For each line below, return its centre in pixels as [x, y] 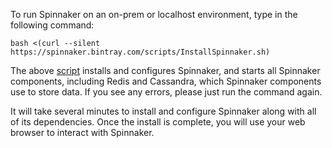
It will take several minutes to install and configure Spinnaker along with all [163, 111]
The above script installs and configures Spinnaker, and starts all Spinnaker [165, 70]
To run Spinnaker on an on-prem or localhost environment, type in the [154, 14]
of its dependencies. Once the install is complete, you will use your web [158, 122]
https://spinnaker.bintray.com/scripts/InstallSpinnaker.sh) [140, 52]
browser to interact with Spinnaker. [82, 132]
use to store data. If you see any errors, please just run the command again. [166, 92]
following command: [52, 25]
